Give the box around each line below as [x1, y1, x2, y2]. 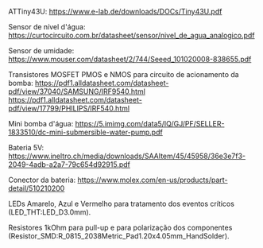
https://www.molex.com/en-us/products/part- [77, 175, 228, 184]
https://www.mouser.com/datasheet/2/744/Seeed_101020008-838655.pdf [8, 55, 252, 64]
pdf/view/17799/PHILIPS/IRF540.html [8, 103, 130, 113]
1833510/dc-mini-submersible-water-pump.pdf [8, 127, 163, 137]
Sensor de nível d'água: [8, 22, 86, 31]
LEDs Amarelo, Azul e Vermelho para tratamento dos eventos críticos [8, 199, 234, 208]
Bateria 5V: [8, 143, 44, 152]
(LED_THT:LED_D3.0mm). [8, 207, 91, 217]
